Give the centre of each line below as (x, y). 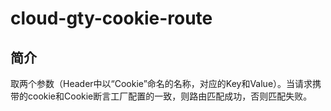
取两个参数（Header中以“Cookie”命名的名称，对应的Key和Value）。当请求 (161, 83)
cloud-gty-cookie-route (111, 18)
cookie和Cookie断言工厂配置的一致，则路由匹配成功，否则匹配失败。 (170, 96)
